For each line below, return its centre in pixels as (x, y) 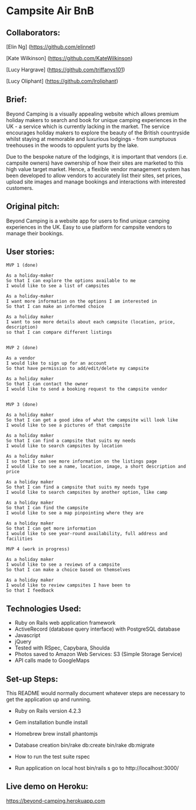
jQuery (23, 642)
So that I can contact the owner (47, 384)
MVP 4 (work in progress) (38, 549)
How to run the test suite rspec (52, 757)
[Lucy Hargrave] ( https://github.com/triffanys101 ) (66, 70)
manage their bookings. (35, 233)
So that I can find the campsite (47, 508)
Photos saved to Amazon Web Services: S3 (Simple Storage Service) (98, 654)
